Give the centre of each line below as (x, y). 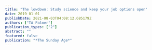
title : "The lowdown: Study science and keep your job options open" (76, 9)
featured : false (21, 36)
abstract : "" (18, 31)
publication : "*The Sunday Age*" (39, 40)
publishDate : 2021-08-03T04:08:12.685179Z (48, 18)
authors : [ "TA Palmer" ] (29, 23)
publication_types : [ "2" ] (31, 27)
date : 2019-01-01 (22, 14)
